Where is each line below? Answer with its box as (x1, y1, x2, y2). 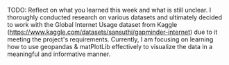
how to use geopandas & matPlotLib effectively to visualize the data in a (7, 43, 213, 50)
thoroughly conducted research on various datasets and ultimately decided (7, 13, 222, 21)
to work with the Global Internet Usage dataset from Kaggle (7, 21, 178, 28)
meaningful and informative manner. (7, 50, 111, 58)
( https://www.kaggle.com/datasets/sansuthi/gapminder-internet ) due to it (7, 28, 218, 36)
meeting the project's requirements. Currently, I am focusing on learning (7, 35, 214, 44)
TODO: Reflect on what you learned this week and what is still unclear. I (7, 6, 212, 14)
